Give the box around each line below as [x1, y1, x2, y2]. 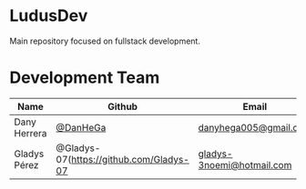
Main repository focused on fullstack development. [9, 35, 200, 46]
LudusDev [9, 5, 88, 26]
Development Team [9, 67, 160, 88]
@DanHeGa [56, 121, 107, 134]
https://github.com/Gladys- [71, 153, 189, 165]
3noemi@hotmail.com [198, 158, 292, 171]
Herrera [14, 126, 47, 139]
